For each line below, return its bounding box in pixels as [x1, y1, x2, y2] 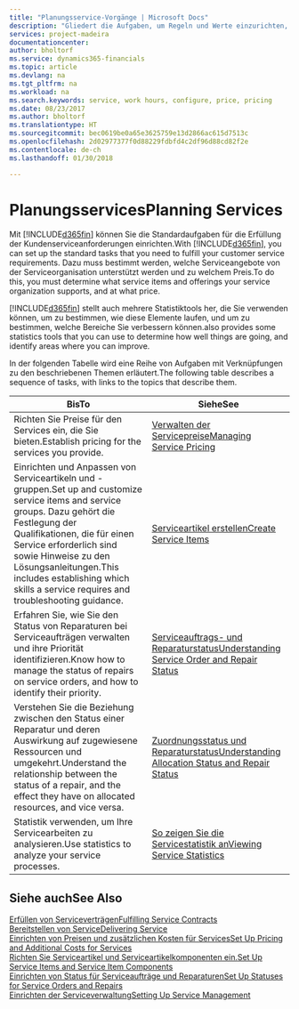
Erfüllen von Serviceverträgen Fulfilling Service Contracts [9, 914, 218, 925]
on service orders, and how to [13, 675, 139, 688]
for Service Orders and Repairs [9, 981, 123, 991]
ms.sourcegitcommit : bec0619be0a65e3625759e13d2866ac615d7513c [9, 129, 249, 138]
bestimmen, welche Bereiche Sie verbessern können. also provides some [9, 322, 276, 333]
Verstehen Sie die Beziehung [13, 701, 134, 714]
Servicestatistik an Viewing [151, 838, 263, 851]
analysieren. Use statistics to [13, 838, 132, 851]
